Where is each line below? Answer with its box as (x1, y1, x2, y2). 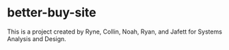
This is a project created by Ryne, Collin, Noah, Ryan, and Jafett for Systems (7, 27, 222, 36)
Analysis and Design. (7, 34, 66, 42)
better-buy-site (7, 5, 97, 21)
